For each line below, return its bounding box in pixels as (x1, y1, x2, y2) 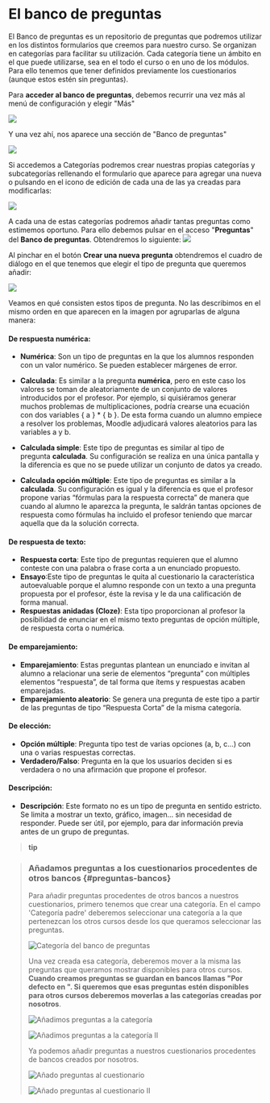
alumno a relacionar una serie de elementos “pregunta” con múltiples (19, 668, 251, 678)
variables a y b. (19, 427, 71, 437)
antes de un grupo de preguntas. (19, 826, 130, 836)
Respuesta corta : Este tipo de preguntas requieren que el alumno (19, 555, 239, 564)
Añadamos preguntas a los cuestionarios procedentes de (27, 862, 258, 873)
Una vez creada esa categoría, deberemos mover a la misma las (27, 956, 242, 966)
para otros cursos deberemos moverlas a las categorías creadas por (27, 991, 262, 1001)
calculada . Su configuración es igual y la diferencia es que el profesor (19, 485, 254, 494)
